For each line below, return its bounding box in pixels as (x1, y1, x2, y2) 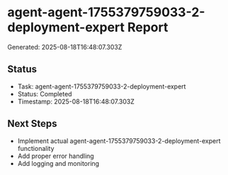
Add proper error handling (17, 152, 94, 160)
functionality (17, 144, 55, 152)
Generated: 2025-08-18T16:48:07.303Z (7, 43, 122, 51)
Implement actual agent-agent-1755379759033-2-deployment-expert (17, 136, 221, 145)
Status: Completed (17, 89, 72, 98)
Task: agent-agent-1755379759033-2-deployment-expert (17, 82, 186, 91)
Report (127, 19, 169, 35)
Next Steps (7, 118, 57, 130)
